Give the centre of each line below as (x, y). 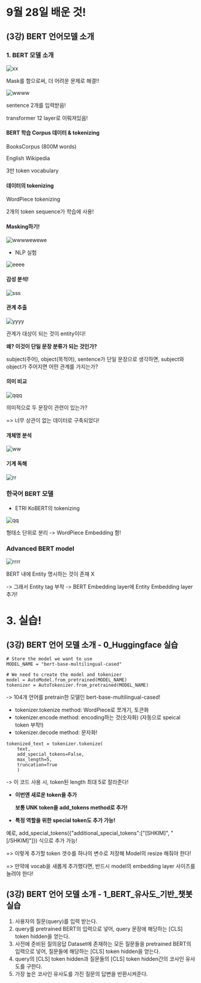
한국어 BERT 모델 (30, 494)
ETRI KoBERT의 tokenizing (47, 508)
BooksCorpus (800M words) (41, 147)
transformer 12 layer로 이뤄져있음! (47, 118)
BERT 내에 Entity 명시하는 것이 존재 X (50, 574)
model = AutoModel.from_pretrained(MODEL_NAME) (67, 680)
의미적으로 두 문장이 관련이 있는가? (47, 408)
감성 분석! (17, 279)
